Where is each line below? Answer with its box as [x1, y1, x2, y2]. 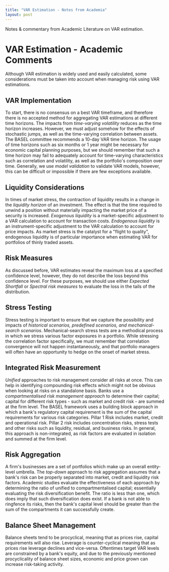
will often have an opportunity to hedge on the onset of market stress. [5, 349, 150, 355]
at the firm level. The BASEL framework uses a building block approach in [5, 404, 158, 410]
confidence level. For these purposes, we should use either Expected [5, 278, 149, 284]
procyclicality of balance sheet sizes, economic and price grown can [5, 556, 148, 562]
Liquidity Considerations [5, 183, 85, 192]
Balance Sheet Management [5, 521, 96, 530]
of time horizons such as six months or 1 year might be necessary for [5, 142, 149, 148]
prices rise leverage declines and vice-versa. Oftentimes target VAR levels [5, 545, 159, 551]
